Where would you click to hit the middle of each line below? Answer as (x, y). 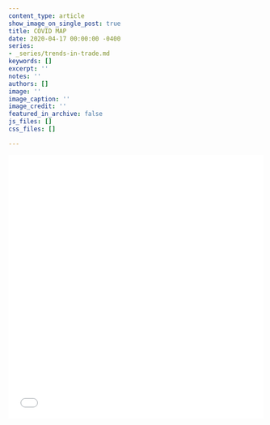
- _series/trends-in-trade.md (59, 54)
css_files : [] (32, 129)
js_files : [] (30, 122)
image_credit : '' (38, 106)
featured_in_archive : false (56, 114)
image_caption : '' (39, 99)
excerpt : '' (28, 69)
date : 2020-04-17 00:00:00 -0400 (65, 39)
